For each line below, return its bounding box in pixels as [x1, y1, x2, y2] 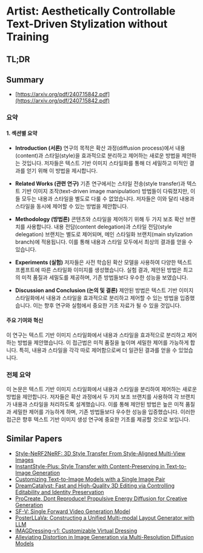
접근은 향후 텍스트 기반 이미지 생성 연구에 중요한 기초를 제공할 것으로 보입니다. [6, 416, 191, 423]
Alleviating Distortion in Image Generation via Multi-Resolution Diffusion [15, 533, 194, 540]
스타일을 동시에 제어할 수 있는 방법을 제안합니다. [15, 202, 128, 210]
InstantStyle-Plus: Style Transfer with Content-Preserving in [15, 462, 165, 470]
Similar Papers [6, 434, 62, 444]
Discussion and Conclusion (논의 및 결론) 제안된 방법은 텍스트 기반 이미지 [15, 286, 194, 294]
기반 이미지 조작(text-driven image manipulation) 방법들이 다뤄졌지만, [21, 187, 189, 194]
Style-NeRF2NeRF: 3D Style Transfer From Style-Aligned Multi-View [15, 449, 186, 457]
